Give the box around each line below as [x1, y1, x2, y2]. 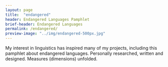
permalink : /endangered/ [5, 26, 58, 31]
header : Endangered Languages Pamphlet [5, 17, 90, 22]
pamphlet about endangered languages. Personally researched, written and [5, 50, 163, 56]
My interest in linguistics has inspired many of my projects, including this [5, 45, 157, 51]
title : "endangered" [5, 12, 51, 17]
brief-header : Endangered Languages [5, 21, 83, 27]
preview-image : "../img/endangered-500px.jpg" [5, 31, 106, 36]
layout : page [5, 7, 33, 13]
